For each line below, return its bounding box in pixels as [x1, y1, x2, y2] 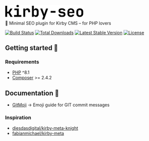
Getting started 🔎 [5, 44, 59, 52]
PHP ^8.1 [12, 70, 30, 75]
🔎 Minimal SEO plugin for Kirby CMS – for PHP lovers [5, 20, 111, 26]
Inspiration [5, 114, 32, 121]
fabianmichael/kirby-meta [12, 130, 64, 137]
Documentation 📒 [5, 89, 60, 97]
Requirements [5, 58, 40, 65]
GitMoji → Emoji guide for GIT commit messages [12, 102, 110, 108]
